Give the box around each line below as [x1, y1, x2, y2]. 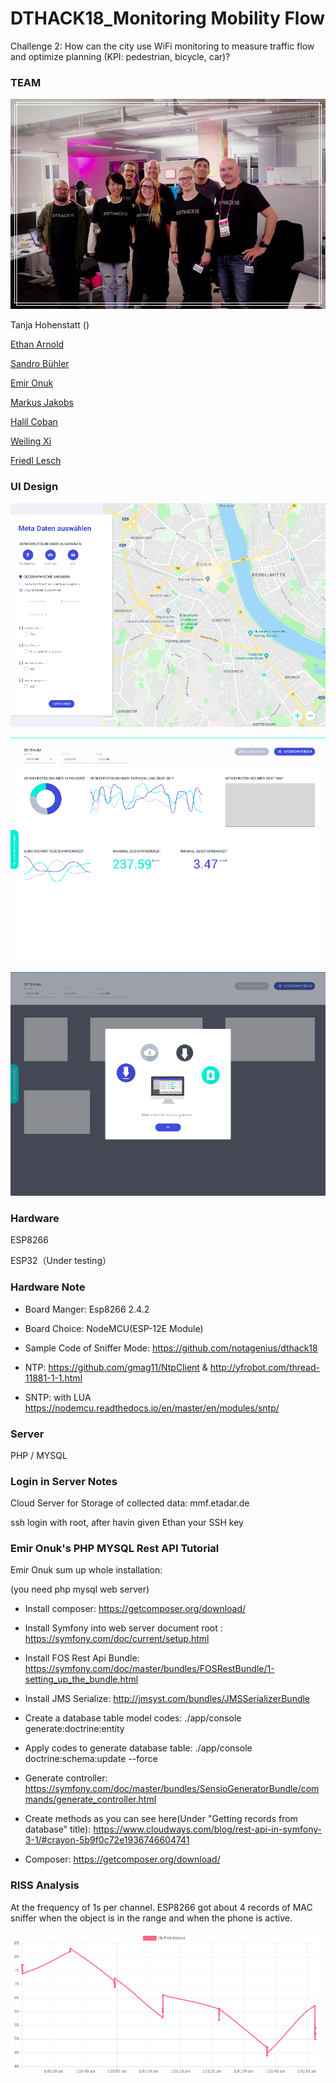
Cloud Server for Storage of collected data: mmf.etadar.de [10, 1497, 250, 1509]
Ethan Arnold [10, 338, 65, 351]
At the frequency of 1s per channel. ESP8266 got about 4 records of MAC [10, 1901, 313, 1913]
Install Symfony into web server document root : [24, 1622, 223, 1634]
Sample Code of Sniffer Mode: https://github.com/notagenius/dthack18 [24, 1342, 318, 1354]
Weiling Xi [10, 435, 52, 447]
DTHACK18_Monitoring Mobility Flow [10, 7, 326, 30]
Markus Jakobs [10, 397, 74, 409]
